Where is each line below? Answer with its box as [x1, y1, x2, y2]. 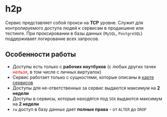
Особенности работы [5, 50, 76, 59]
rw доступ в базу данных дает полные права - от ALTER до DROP [12, 106, 146, 112]
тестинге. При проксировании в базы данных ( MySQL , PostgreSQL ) [5, 30, 142, 36]
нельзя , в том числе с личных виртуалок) [12, 69, 101, 75]
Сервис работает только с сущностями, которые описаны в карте [12, 74, 154, 80]
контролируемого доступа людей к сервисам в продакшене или [5, 25, 144, 31]
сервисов [12, 79, 33, 85]
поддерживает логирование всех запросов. [5, 36, 99, 42]
